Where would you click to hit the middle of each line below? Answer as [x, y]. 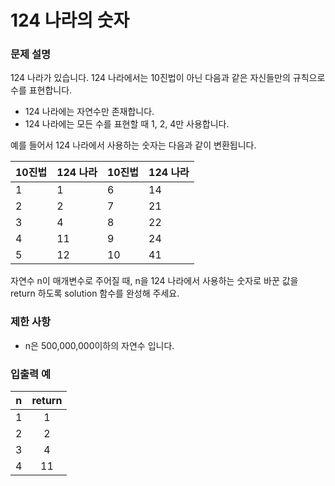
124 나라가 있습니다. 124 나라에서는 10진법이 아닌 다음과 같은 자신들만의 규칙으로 [168, 78]
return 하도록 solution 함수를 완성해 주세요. [95, 293]
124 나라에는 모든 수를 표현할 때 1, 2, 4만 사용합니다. [127, 124]
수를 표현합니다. [41, 90]
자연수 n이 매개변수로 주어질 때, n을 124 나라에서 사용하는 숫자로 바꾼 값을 [154, 281]
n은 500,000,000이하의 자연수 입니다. [99, 345]
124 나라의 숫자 [70, 20]
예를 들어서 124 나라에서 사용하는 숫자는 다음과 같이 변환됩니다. [133, 145]
